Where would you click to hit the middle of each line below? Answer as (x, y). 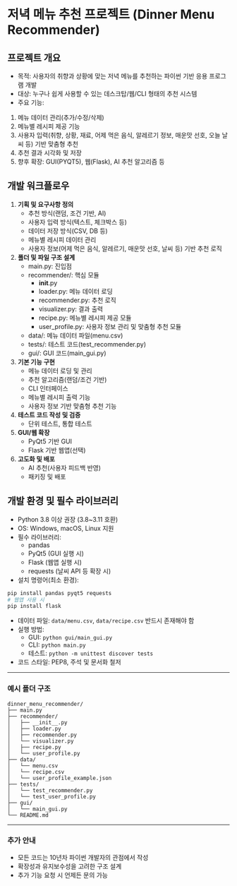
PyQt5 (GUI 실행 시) (56, 553)
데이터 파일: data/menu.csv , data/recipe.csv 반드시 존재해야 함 (106, 621)
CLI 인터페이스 (48, 388)
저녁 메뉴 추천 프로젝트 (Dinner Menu (111, 14)
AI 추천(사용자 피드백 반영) (64, 467)
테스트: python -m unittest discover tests (91, 653)
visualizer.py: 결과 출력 (71, 309)
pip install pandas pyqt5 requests (60, 593)
